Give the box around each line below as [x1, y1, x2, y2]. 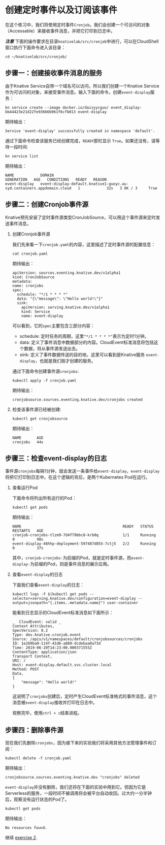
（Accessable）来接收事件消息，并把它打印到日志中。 [5, 28, 115, 33]
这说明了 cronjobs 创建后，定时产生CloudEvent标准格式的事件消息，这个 [12, 693, 157, 699]
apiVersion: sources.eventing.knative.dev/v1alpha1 [12, 270, 121, 275]
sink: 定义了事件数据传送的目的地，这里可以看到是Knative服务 [19, 352, 145, 357]
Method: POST [12, 667, 39, 672]
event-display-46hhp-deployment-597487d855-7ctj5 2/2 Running [12, 541, 156, 547]
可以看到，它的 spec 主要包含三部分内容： [12, 323, 95, 328]
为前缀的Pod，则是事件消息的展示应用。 [30, 561, 112, 567]
